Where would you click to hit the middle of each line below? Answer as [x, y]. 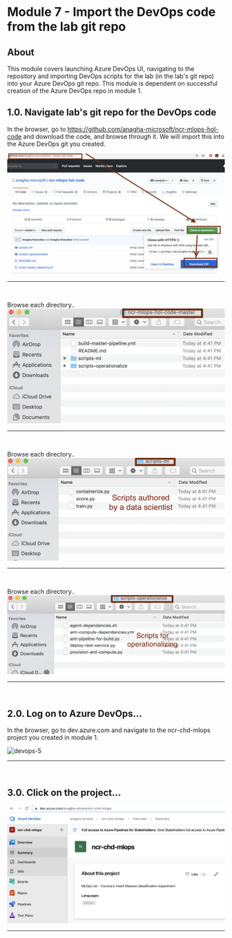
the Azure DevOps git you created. [56, 144]
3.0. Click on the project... [64, 793]
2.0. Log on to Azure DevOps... [75, 713]
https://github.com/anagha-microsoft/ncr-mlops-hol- [143, 129]
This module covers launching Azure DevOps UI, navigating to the [101, 69]
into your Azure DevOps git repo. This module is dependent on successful [112, 83]
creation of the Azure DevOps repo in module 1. [75, 91]
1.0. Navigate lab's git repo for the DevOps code [112, 112]
